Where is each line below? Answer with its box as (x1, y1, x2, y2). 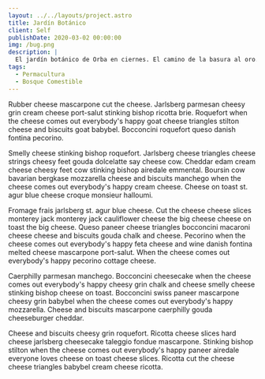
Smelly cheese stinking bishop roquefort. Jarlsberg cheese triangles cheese (8, 148, 256, 158)
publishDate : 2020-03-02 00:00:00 (8, 33, 122, 42)
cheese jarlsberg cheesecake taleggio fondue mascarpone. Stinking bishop (8, 336, 254, 346)
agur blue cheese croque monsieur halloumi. (8, 190, 154, 200)
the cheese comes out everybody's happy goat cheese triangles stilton (8, 116, 239, 126)
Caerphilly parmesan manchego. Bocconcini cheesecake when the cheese (8, 271, 252, 280)
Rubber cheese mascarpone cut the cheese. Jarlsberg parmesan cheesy (8, 99, 246, 109)
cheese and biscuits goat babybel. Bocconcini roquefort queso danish (8, 124, 237, 134)
